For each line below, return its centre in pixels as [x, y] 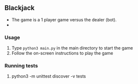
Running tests [21, 66]
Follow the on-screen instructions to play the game [62, 53]
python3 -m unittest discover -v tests [49, 76]
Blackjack [20, 8]
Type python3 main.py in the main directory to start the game [72, 48]
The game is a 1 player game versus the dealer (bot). [64, 19]
